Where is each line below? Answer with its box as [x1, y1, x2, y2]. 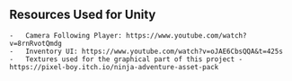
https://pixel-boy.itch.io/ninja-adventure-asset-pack [9, 62, 219, 71]
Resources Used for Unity [9, 7, 156, 22]
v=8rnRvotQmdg [9, 39, 63, 48]
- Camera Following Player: [9, 31, 123, 40]
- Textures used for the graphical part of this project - [9, 54, 243, 64]
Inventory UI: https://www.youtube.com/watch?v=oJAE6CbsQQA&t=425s [25, 47, 283, 56]
